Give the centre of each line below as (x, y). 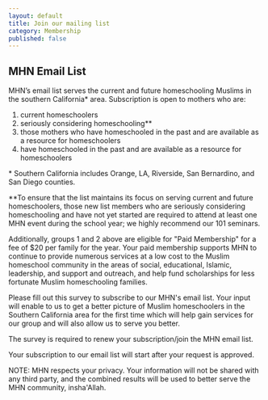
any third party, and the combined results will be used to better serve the (130, 379)
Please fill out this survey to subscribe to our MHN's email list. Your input (130, 298)
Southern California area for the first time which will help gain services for (131, 315)
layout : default (36, 16)
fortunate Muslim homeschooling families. (78, 282)
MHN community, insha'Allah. (57, 388)
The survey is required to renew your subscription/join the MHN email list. (131, 339)
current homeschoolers (59, 115)
